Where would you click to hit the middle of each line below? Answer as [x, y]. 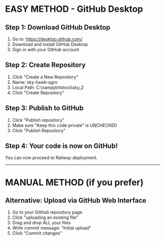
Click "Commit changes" [37, 233]
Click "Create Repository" [38, 93]
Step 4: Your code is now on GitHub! [61, 146]
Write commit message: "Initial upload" [52, 228]
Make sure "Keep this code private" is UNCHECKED [65, 125]
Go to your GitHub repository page [47, 212]
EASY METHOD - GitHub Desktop [74, 9]
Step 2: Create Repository [45, 65]
